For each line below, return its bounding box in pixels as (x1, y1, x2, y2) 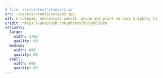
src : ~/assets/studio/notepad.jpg (5, 12, 75, 16)
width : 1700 (14, 34, 38, 39)
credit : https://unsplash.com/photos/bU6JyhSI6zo (5, 20, 108, 26)
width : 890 (14, 47, 36, 52)
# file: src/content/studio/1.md (5, 7, 73, 12)
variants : (5, 25, 25, 30)
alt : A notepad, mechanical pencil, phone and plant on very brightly (5, 16, 151, 21)
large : (9, 30, 23, 34)
